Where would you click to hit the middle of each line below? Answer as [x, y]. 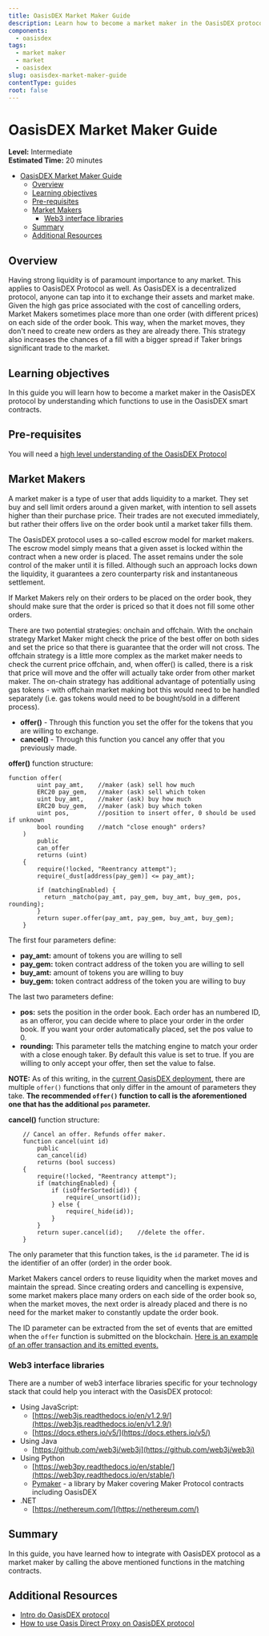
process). [24, 706]
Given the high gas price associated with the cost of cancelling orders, [125, 306]
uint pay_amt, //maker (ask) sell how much [116, 785]
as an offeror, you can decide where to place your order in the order [132, 1020]
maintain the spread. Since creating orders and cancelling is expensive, [126, 1287]
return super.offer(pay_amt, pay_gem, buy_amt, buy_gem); [136, 918]
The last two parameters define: [61, 996]
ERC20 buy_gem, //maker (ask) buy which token [120, 806]
